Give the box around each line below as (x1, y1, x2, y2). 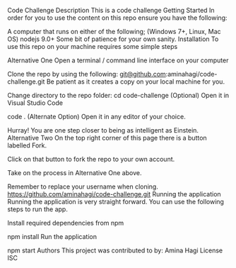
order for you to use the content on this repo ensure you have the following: (7, 13, 228, 22)
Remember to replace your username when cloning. (7, 182, 159, 191)
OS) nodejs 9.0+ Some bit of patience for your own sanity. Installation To (7, 35, 219, 43)
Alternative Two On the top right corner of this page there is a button (7, 134, 207, 142)
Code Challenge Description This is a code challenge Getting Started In (7, 6, 215, 14)
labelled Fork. (7, 141, 47, 150)
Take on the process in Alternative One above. (7, 169, 142, 177)
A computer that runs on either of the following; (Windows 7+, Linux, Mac (7, 28, 221, 35)
